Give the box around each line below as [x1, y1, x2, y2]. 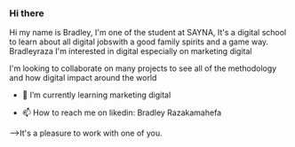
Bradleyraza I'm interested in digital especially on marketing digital [9, 46, 252, 57]
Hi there [9, 7, 44, 19]
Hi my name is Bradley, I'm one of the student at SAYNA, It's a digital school [9, 27, 287, 38]
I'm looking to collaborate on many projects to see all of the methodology [9, 63, 277, 73]
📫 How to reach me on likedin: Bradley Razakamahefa [21, 107, 222, 118]
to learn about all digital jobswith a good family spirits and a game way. [9, 36, 269, 47]
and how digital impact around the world [9, 73, 157, 83]
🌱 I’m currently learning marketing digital [21, 89, 171, 100]
